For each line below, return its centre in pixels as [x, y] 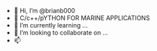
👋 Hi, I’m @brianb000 [44, 11]
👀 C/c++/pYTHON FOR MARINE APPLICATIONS [82, 18]
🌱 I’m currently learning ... [51, 25]
